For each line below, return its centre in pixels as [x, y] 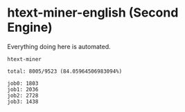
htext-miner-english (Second [93, 13]
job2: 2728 [23, 95]
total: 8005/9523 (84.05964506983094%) [65, 71]
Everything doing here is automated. [59, 46]
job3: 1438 [23, 102]
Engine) [30, 27]
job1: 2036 [23, 89]
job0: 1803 [23, 83]
